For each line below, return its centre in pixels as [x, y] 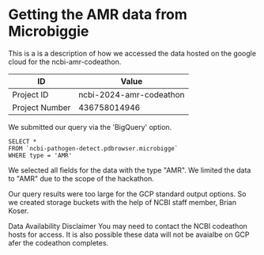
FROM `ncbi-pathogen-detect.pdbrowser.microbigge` [93, 148]
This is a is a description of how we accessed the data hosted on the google [132, 53]
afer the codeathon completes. [58, 242]
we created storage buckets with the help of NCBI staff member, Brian [123, 202]
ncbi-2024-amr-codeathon [132, 94]
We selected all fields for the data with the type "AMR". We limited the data [130, 170]
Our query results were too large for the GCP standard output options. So [127, 194]
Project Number [41, 107]
